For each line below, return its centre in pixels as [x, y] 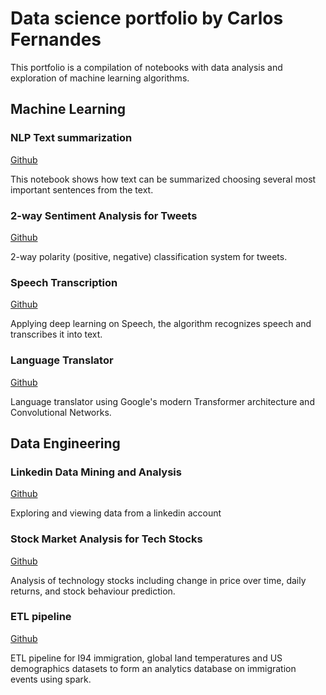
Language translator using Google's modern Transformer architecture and [162, 401]
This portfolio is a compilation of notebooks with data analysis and [146, 67]
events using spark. [51, 679]
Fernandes [56, 39]
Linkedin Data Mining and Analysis [96, 472]
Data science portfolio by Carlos [147, 18]
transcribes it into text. [56, 334]
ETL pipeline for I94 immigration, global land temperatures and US [146, 658]
